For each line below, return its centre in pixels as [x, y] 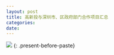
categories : [21, 22]
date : [13, 28]
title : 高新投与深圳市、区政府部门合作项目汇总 [57, 17]
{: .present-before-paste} [44, 46]
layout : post [22, 12]
